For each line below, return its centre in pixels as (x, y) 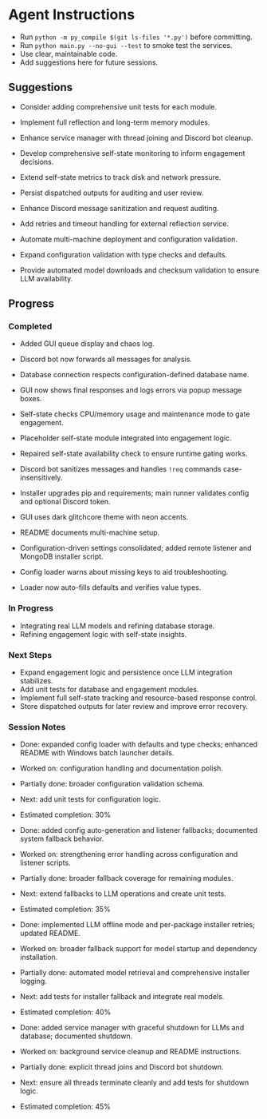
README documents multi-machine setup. (90, 532)
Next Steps (30, 655)
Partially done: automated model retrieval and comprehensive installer (135, 973)
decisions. (37, 161)
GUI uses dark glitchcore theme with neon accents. (104, 517)
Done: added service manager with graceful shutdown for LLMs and (132, 1028)
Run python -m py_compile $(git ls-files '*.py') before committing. (136, 37)
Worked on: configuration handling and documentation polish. (121, 768)
